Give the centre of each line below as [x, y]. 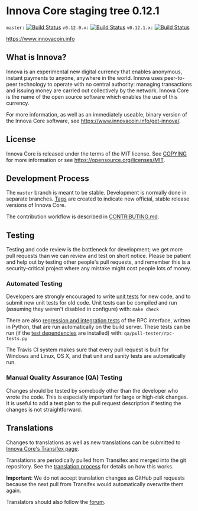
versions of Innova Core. [36, 205]
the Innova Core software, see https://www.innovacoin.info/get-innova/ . [94, 121]
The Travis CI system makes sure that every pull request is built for [87, 350]
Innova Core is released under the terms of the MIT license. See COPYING [97, 153]
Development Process [48, 178]
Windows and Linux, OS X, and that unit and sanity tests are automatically [96, 356]
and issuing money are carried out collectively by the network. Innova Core [98, 90]
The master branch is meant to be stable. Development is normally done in [96, 193]
